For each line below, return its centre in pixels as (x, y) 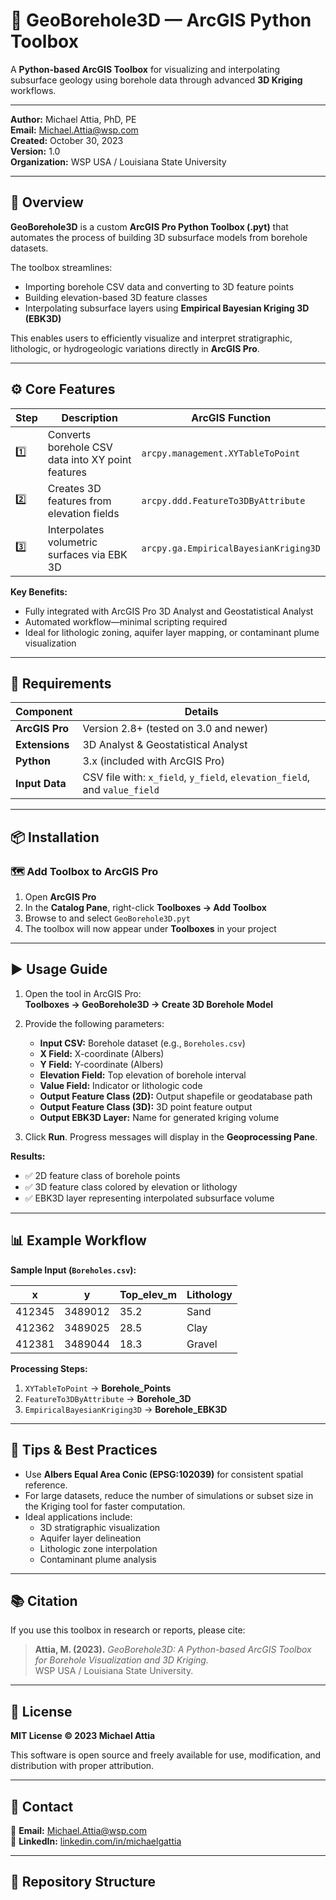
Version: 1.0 (35, 151)
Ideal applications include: (78, 1516)
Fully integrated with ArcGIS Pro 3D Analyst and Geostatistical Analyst (169, 611)
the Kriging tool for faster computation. (105, 1506)
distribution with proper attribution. (82, 1766)
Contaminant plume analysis (98, 1559)
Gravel (202, 1344)
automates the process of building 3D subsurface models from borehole (159, 237)
